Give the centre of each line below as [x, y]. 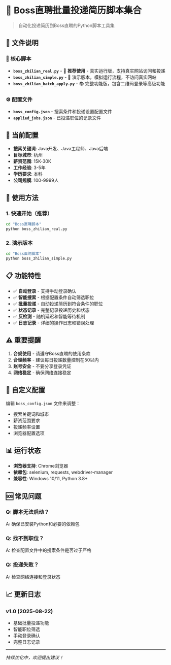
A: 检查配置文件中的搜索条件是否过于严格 [49, 550]
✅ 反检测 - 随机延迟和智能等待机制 [49, 317]
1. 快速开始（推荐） [29, 214]
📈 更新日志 [23, 594]
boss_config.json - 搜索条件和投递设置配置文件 [62, 111]
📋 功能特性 [24, 275]
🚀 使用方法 [22, 198]
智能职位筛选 [26, 629]
